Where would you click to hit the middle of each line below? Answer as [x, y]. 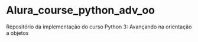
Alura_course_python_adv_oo [81, 10]
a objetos [17, 33]
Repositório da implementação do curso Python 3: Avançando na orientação [99, 27]
